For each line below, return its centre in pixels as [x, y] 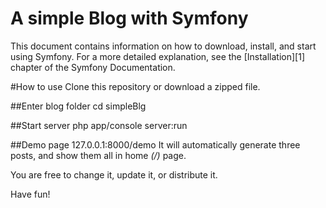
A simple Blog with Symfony [129, 18]
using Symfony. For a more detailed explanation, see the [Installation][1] [158, 56]
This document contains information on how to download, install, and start [163, 46]
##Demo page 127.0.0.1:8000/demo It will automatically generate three [155, 144]
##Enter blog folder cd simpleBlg [78, 106]
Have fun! [30, 194]
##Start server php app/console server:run [99, 125]
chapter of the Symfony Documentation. [93, 67]
